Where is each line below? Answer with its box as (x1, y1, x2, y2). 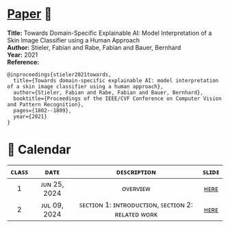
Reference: (7, 58, 40, 66)
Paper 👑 (7, 6, 53, 22)
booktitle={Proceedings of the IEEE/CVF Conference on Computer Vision (13, 95, 222, 102)
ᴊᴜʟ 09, (40, 200, 64, 210)
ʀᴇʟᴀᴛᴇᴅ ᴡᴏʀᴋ (114, 209, 158, 218)
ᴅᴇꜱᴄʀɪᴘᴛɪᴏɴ (116, 167, 156, 177)
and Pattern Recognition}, (7, 101, 84, 108)
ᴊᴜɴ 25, (40, 179, 64, 189)
